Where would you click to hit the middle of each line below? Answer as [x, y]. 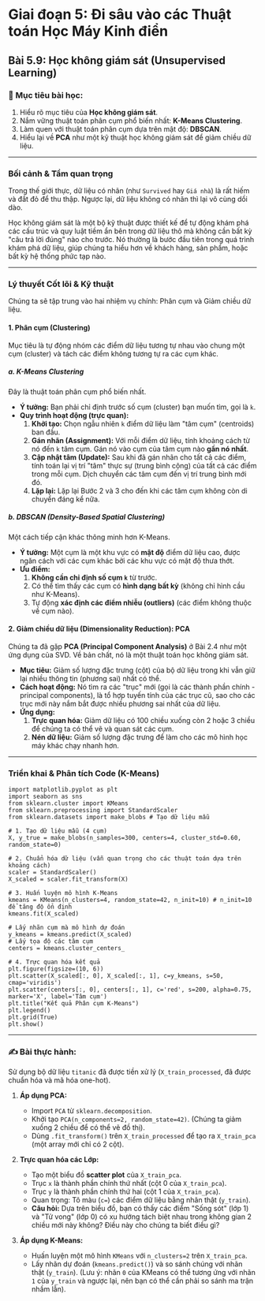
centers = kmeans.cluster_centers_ [67, 949]
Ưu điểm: [35, 568]
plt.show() [26, 1024]
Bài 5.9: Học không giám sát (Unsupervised [117, 60]
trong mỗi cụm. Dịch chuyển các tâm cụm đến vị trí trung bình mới [139, 474]
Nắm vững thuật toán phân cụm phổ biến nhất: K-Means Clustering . [131, 121]
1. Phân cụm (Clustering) [49, 328]
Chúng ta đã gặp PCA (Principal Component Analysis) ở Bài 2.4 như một [127, 646]
